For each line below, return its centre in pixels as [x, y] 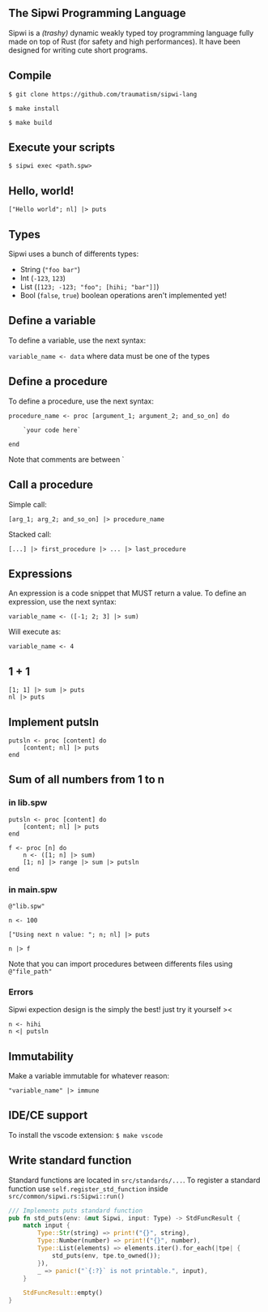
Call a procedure [51, 485]
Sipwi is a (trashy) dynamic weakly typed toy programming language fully [131, 32]
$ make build [30, 122]
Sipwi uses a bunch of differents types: [74, 254]
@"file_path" [30, 972]
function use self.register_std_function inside [88, 1188]
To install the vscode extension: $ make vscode [86, 1135]
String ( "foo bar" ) [50, 270]
